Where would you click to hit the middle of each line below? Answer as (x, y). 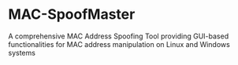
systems (22, 52)
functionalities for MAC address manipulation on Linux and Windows (119, 44)
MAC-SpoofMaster (72, 14)
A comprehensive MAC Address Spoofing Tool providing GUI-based (119, 36)
